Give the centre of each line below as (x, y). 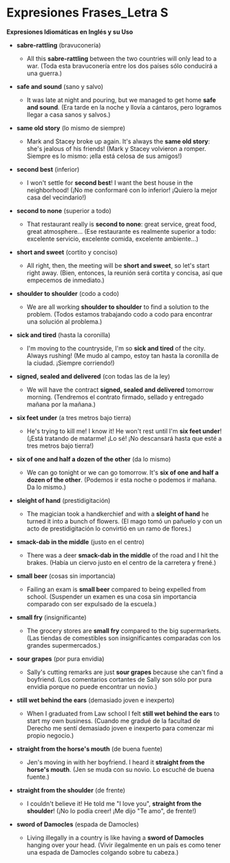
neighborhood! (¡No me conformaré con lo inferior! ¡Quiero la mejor (122, 190)
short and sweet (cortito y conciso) (67, 252)
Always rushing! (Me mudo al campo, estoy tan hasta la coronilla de (123, 355)
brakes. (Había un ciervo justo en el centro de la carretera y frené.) (121, 562)
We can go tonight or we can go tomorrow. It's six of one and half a (123, 472)
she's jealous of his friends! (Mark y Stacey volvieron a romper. (116, 148)
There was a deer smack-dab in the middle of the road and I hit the (123, 555)
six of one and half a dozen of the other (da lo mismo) (94, 459)
